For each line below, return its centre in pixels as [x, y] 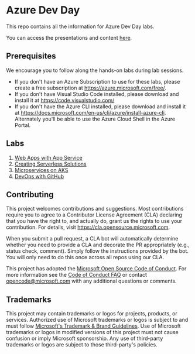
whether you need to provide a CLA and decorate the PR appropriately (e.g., [98, 245]
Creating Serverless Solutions [50, 164]
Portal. [23, 125]
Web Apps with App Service [49, 157]
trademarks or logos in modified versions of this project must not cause [92, 332]
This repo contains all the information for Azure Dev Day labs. [80, 26]
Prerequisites [31, 56]
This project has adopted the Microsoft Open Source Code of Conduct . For [96, 269]
